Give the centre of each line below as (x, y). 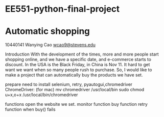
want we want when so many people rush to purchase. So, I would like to (79, 70)
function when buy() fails (30, 109)
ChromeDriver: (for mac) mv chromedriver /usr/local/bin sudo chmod (75, 90)
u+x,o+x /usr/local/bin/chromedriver (42, 95)
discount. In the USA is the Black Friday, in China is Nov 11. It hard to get (78, 65)
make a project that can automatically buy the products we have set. (74, 75)
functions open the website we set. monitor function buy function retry (76, 104)
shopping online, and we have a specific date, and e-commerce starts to (78, 59)
